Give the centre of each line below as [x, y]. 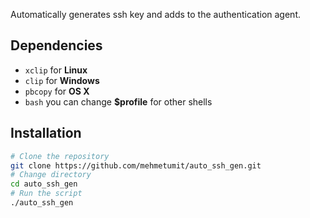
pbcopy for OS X [57, 91]
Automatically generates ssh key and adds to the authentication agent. [156, 14]
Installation [46, 133]
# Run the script [46, 194]
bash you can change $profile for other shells [118, 101]
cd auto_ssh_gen [44, 184]
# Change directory [51, 175]
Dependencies [56, 45]
